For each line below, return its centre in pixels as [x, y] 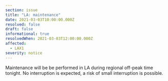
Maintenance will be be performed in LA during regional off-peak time [79, 68]
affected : [16, 44]
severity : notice [24, 53]
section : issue [22, 10]
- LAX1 [17, 48]
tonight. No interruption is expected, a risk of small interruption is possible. [84, 73]
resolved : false [23, 24]
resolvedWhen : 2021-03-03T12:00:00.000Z [49, 39]
